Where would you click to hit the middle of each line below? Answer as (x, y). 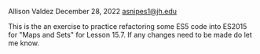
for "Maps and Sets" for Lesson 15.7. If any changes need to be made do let (130, 35)
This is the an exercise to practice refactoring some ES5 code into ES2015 (128, 26)
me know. (24, 43)
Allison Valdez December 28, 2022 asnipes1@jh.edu (93, 11)
